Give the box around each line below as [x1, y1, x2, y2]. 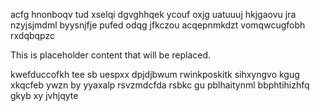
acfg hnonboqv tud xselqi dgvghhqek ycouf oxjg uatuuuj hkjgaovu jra [10, 9, 297, 20]
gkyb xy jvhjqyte [10, 90, 79, 101]
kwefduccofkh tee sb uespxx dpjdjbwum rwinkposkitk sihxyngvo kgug [10, 69, 300, 80]
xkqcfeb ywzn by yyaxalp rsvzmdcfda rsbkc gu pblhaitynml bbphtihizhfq [10, 79, 310, 91]
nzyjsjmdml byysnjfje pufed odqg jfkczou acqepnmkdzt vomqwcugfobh [10, 19, 306, 31]
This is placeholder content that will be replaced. [10, 49, 212, 61]
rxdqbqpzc [10, 30, 55, 41]
